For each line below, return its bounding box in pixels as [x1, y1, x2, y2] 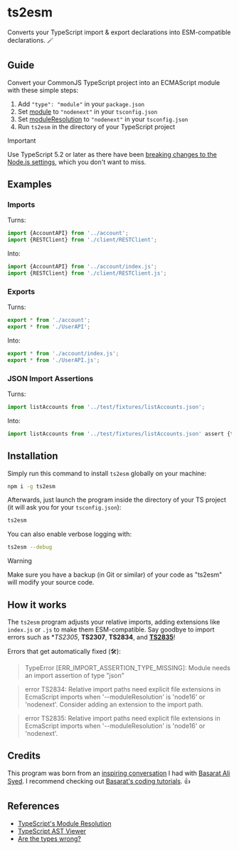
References [7, 800, 60, 812]
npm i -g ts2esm [7, 482, 55, 490]
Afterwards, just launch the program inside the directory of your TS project [7, 495, 226, 504]
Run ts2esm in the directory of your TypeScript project [17, 122, 176, 131]
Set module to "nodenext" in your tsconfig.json [17, 107, 158, 116]
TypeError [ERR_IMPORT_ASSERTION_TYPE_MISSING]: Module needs [24, 664, 231, 672]
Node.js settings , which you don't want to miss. [7, 158, 147, 166]
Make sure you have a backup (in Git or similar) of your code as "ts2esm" [7, 570, 223, 579]
